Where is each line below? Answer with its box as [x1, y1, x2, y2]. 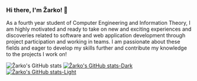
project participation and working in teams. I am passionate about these [6, 38, 180, 46]
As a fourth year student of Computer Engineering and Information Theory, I [6, 20, 191, 27]
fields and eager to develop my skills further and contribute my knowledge [6, 44, 188, 51]
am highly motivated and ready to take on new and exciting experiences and [6, 25, 192, 33]
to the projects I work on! [6, 51, 67, 58]
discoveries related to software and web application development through [6, 32, 186, 39]
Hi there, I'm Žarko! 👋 [6, 6, 68, 14]
